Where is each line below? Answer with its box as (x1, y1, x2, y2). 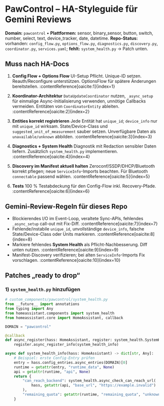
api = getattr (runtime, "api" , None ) (14, 369, 91, 374)
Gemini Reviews (5, 14, 72, 25)
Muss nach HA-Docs (5, 60, 69, 68)
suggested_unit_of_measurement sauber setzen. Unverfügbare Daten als (12, 128, 156, 134)
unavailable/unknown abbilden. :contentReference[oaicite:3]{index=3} (12, 133, 152, 139)
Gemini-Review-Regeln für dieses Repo (5, 203, 128, 211)
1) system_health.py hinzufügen (5, 286, 81, 293)
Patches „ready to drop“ (5, 271, 81, 279)
